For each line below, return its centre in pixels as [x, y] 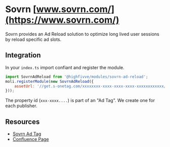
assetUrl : [25, 86]
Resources [23, 121]
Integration [23, 55]
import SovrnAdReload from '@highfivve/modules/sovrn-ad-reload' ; [77, 77]
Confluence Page [31, 139]
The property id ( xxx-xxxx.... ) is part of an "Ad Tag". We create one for [80, 101]
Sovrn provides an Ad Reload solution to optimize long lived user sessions [82, 34]
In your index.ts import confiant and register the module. [65, 67]
